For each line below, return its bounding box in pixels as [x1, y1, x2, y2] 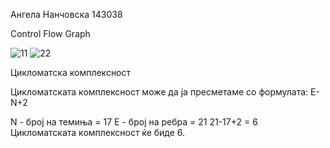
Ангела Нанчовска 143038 [10, 9, 123, 20]
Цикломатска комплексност [10, 67, 132, 78]
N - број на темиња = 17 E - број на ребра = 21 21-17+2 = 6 [10, 116, 258, 128]
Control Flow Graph [10, 28, 91, 39]
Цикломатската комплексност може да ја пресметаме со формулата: [10, 86, 309, 98]
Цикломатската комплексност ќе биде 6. [10, 127, 186, 138]
